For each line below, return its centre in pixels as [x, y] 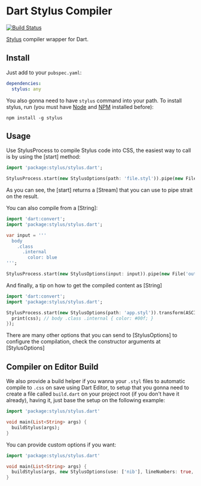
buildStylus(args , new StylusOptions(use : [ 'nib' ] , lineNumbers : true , [103, 472]
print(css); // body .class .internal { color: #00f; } [83, 318]
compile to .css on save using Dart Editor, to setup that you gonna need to [98, 388]
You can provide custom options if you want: [61, 445]
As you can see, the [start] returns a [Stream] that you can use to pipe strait [100, 190]
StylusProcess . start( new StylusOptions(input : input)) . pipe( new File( [96, 274]
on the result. [22, 196]
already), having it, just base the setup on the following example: [86, 400]
